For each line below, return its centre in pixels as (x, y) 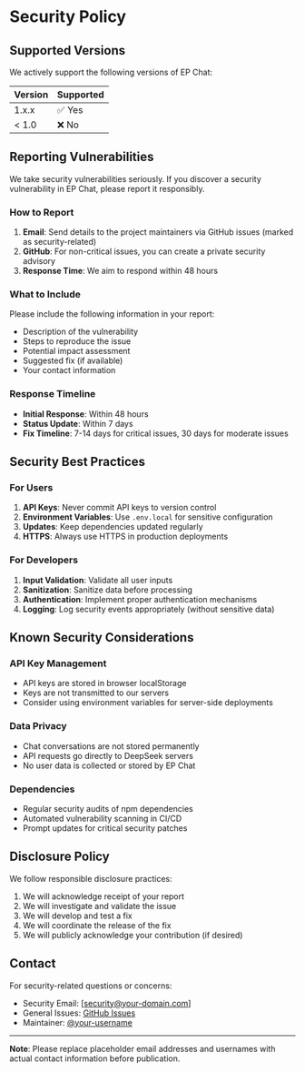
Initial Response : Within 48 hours (85, 414)
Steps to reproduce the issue (77, 341)
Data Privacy (38, 726)
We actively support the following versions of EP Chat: (111, 72)
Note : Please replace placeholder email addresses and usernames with (143, 1048)
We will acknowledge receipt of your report (103, 896)
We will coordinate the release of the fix (97, 925)
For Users (31, 488)
